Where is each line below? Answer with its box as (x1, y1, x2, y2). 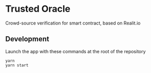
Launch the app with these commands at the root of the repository (5, 48, 146, 54)
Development (5, 35, 50, 43)
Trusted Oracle (5, 3, 71, 15)
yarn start (5, 62, 29, 68)
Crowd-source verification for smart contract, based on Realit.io (5, 20, 141, 26)
